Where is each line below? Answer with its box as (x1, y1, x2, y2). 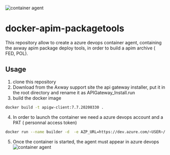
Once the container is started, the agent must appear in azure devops (12, 138, 159, 145)
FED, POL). (5, 50, 28, 56)
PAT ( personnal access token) (12, 119, 78, 125)
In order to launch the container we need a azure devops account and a (12, 114, 163, 120)
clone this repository (12, 79, 56, 85)
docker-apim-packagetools (5, 23, 125, 34)
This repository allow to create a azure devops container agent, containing (5, 39, 162, 45)
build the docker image (12, 95, 61, 101)
